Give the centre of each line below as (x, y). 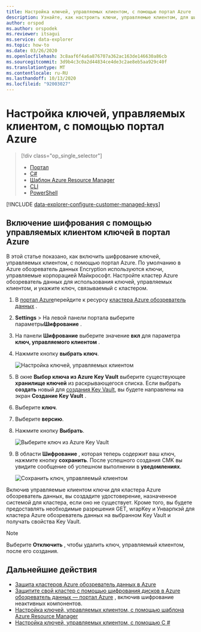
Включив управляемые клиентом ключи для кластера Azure (84, 490)
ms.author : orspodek (32, 28)
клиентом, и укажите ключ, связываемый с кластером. (77, 288)
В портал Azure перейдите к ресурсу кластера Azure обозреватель (100, 299)
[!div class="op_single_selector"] (62, 156)
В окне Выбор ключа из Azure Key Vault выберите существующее (100, 376)
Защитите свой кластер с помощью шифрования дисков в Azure (98, 591)
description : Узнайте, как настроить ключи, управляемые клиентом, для (97, 17)
